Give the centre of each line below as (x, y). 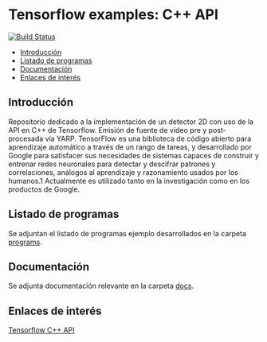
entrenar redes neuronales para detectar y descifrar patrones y (112, 164)
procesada (26, 138)
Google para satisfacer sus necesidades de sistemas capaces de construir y (133, 155)
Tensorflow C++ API (41, 330)
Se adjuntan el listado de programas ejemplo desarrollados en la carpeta (128, 233)
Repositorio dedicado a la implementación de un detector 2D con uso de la (131, 122)
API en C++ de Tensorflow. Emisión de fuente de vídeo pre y (108, 130)
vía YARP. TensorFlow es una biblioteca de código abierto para (148, 138)
